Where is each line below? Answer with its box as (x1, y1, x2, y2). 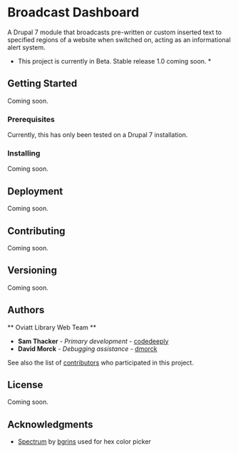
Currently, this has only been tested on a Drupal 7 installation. (7, 131, 188, 139)
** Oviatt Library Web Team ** (7, 322, 97, 332)
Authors (7, 304, 45, 316)
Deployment (7, 185, 63, 197)
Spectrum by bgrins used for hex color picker (17, 437, 152, 446)
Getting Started (7, 78, 78, 90)
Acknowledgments (7, 418, 94, 430)
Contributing (7, 225, 66, 237)
